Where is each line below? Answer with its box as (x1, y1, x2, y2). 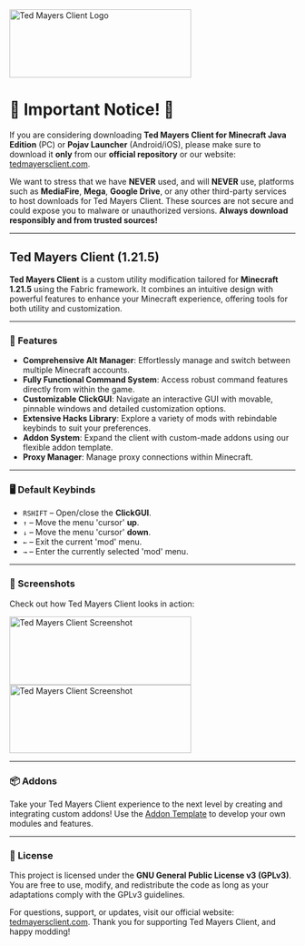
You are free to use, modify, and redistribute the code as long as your (9, 880, 270, 890)
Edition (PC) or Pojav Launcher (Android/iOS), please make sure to (9, 138, 261, 149)
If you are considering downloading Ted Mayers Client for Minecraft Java (9, 129, 287, 140)
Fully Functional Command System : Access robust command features (22, 374, 289, 385)
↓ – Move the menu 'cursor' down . (22, 527, 152, 538)
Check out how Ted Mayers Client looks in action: (9, 598, 195, 609)
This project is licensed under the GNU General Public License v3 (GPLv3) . (9, 870, 292, 881)
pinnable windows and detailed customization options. (22, 403, 227, 414)
